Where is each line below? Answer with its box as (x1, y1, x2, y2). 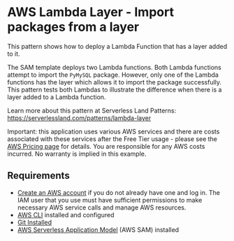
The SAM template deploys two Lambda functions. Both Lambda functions (7, 63, 222, 71)
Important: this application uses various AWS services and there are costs (7, 127, 220, 136)
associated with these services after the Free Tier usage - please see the (7, 134, 218, 143)
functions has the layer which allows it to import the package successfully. (7, 78, 222, 86)
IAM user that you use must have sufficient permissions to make (17, 196, 203, 204)
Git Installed (17, 218, 52, 226)
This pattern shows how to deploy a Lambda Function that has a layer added (7, 42, 228, 50)
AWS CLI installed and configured (17, 210, 115, 219)
